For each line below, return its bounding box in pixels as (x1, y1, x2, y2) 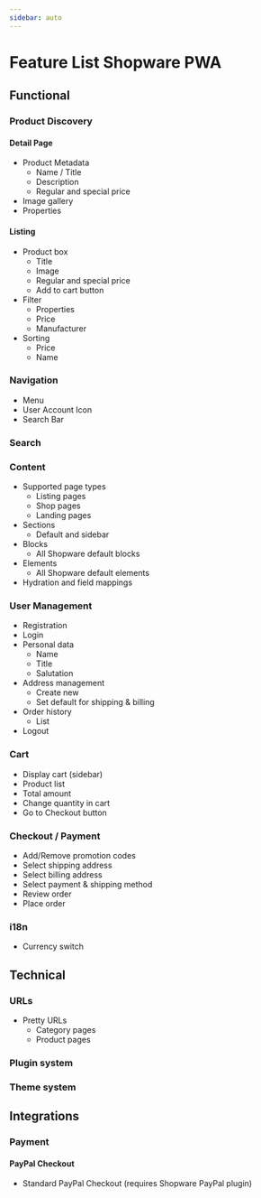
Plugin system (9, 1056, 74, 1069)
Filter (22, 294, 42, 305)
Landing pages (35, 510, 92, 521)
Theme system (9, 1081, 76, 1093)
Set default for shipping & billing (35, 697, 155, 708)
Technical (9, 967, 66, 982)
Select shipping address (22, 859, 112, 870)
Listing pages (35, 491, 86, 502)
